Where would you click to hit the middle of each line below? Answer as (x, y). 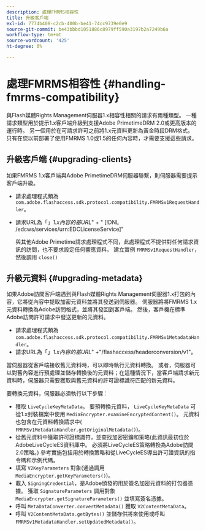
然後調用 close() (36, 257)
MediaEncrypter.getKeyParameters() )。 (64, 476)
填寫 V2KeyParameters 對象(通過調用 (60, 468)
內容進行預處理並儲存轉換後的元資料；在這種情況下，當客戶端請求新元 (111, 373)
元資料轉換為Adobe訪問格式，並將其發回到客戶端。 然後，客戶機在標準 (96, 309)
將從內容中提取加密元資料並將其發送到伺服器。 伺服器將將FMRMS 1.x (110, 302)
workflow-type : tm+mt (34, 35)
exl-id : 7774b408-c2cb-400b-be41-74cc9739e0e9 (67, 23)
